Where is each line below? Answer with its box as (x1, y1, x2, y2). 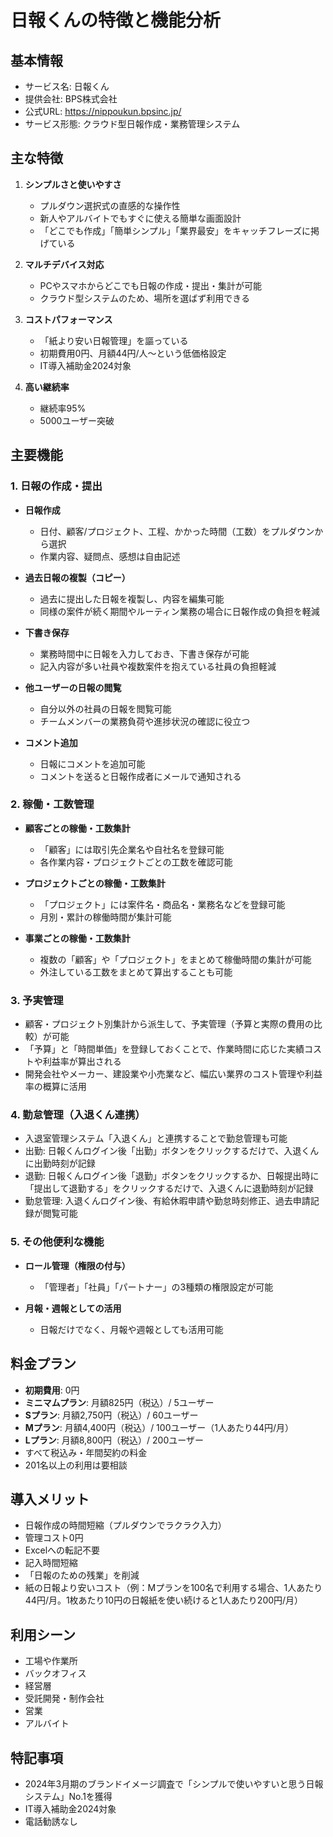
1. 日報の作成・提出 (10, 479, 103, 493)
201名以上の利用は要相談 (24, 1459, 128, 1471)
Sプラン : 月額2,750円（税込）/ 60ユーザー (24, 1409, 199, 1421)
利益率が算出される (42, 1056, 122, 1068)
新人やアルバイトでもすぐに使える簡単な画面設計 (39, 212, 242, 224)
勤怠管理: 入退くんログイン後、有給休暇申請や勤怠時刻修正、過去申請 (24, 1195, 311, 1207)
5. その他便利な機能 (10, 1235, 105, 1249)
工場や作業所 (24, 1655, 78, 1667)
